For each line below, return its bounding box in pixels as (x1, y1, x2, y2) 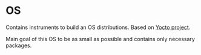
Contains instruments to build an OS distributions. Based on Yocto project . (5, 24, 191, 31)
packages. (5, 42, 32, 49)
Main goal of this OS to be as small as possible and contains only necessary (5, 35, 195, 42)
